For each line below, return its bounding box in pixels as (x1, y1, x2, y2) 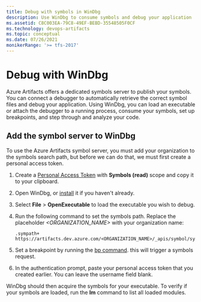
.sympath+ (14, 231, 40, 237)
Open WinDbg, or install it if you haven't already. (14, 189, 135, 196)
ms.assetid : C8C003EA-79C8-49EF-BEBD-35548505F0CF (6, 20, 136, 26)
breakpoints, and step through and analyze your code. (6, 113, 140, 121)
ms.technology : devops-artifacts (6, 25, 90, 32)
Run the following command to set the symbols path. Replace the (14, 213, 176, 220)
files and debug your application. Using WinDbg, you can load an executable (6, 100, 196, 108)
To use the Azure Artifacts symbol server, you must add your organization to (6, 146, 195, 154)
